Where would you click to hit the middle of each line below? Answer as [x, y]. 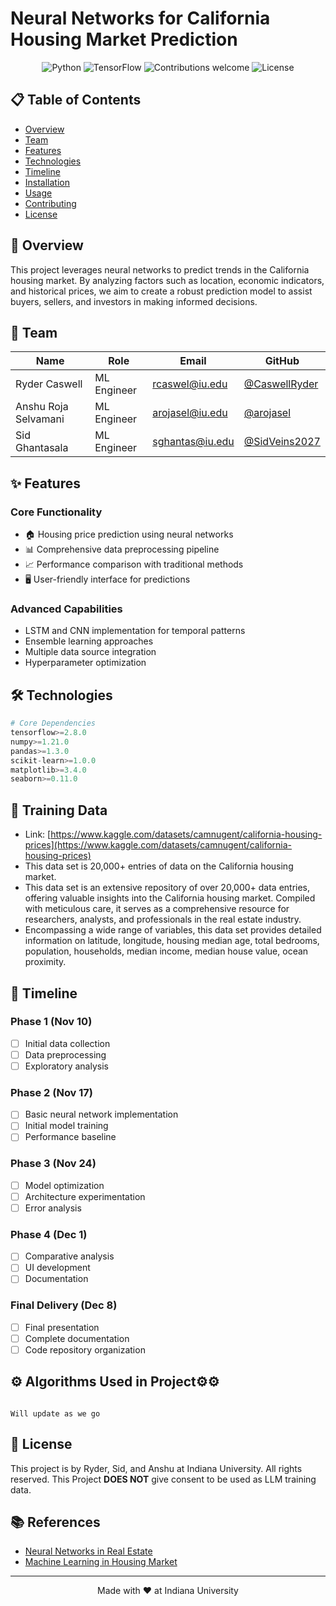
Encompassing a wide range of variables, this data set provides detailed [173, 930]
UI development [57, 1268]
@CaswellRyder [281, 384]
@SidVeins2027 [282, 442]
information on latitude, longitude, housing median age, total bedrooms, [172, 941]
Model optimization [64, 1185]
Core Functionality [56, 512]
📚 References [55, 1522]
